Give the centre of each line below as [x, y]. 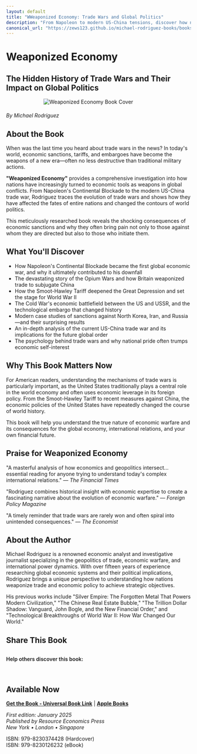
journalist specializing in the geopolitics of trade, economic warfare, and [93, 560]
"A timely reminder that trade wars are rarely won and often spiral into [90, 515]
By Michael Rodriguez [33, 116]
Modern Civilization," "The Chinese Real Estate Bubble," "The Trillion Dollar [97, 603]
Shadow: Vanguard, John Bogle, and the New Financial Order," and [87, 609]
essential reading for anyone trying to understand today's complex [86, 474]
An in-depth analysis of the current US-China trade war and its [90, 328]
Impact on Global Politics [52, 88]
